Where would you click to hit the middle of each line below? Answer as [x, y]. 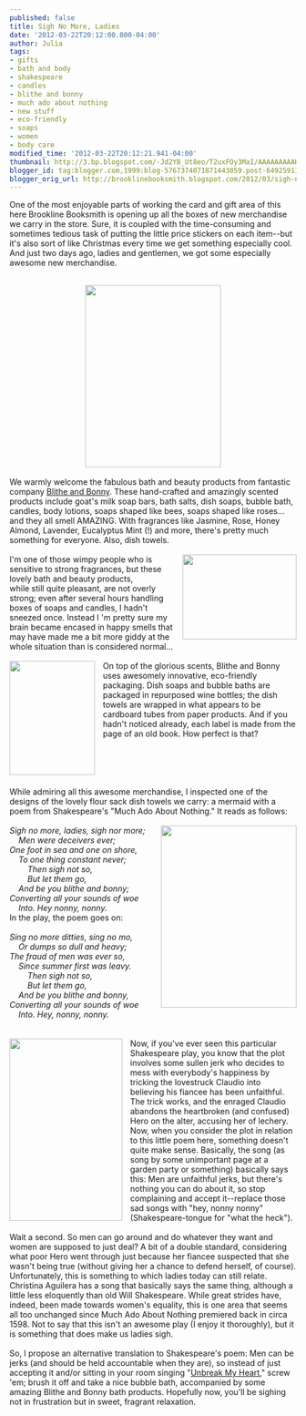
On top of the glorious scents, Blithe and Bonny [192, 666]
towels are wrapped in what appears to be [182, 705]
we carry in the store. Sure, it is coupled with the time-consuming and [140, 224]
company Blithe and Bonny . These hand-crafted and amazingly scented [144, 492]
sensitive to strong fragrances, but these [86, 569]
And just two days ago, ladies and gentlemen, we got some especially [140, 253]
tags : [20, 52]
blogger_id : [32, 170]
